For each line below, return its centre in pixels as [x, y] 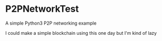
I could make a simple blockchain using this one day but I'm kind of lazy [81, 33]
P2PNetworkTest [42, 9]
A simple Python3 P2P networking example [51, 23]
